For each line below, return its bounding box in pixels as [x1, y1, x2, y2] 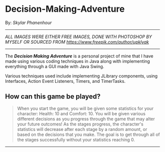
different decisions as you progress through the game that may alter [17, 116, 155, 122]
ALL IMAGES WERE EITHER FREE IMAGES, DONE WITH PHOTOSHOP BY [5, 33, 152, 40]
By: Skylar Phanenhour [5, 20, 52, 25]
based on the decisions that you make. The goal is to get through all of [17, 131, 160, 137]
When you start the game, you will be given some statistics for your [17, 105, 154, 111]
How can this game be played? [5, 92, 101, 101]
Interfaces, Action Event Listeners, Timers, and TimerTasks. [5, 78, 126, 84]
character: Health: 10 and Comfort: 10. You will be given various [17, 110, 146, 116]
